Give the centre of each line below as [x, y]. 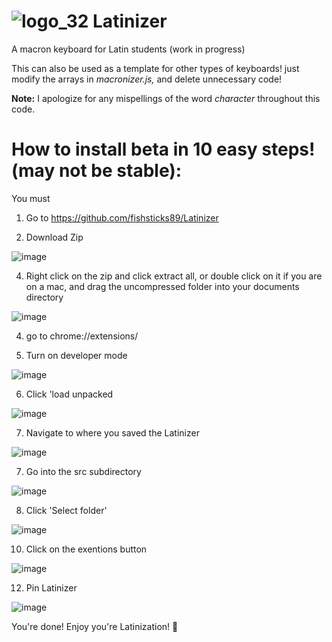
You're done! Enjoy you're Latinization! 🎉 [95, 626]
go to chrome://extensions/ [82, 336]
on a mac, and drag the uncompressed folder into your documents [162, 286]
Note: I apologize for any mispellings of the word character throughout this [166, 98]
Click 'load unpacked [69, 394]
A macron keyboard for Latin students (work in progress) [128, 49]
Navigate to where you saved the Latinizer [112, 432]
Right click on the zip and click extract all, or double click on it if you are [174, 276]
